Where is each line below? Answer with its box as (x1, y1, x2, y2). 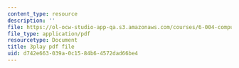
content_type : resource (7, 10, 78, 18)
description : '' (7, 17, 55, 24)
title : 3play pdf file (7, 43, 75, 50)
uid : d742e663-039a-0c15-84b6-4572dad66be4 (7, 50, 139, 57)
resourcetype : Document (7, 37, 78, 44)
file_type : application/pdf (7, 30, 91, 38)
